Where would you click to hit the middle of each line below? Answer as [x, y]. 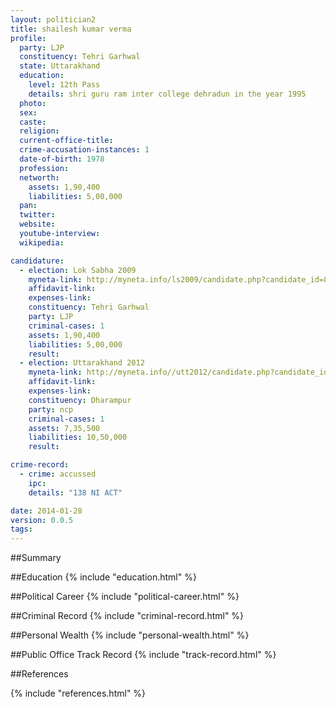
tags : [21, 529]
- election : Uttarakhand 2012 [82, 363]
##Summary [36, 558]
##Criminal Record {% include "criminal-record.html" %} [127, 616]
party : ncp [51, 409]
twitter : [37, 215]
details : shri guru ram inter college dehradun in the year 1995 [167, 94]
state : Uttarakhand [60, 66]
